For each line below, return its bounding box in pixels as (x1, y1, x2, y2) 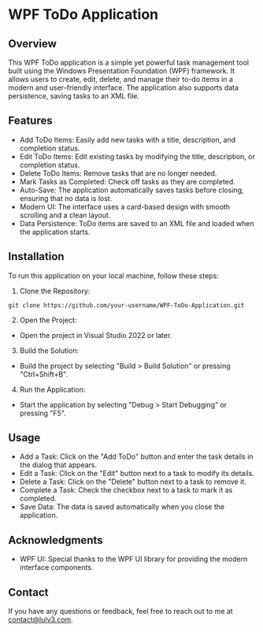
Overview (8, 37, 57, 50)
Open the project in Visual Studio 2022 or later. (19, 330, 172, 340)
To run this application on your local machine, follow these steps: (8, 270, 219, 281)
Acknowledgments (8, 533, 104, 547)
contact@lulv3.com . (8, 615, 73, 624)
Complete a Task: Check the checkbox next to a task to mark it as (19, 485, 233, 495)
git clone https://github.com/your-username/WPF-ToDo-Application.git (8, 301, 245, 309)
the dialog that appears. (19, 460, 97, 470)
